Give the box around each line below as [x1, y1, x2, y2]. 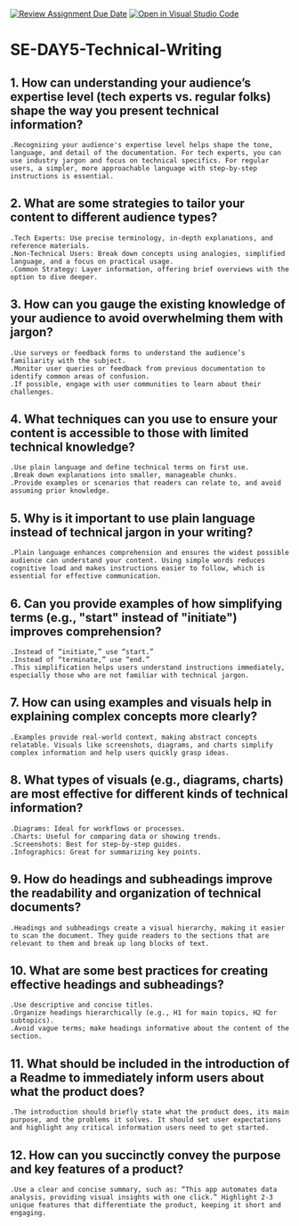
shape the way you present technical [10, 103, 219, 118]
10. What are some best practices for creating [10, 963, 269, 978]
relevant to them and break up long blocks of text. [10, 939, 210, 948]
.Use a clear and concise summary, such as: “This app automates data [10, 1185, 278, 1194]
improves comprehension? [10, 624, 163, 639]
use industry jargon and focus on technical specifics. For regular [10, 156, 270, 165]
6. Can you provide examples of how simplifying [10, 596, 283, 611]
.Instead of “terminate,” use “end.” [10, 656, 150, 665]
